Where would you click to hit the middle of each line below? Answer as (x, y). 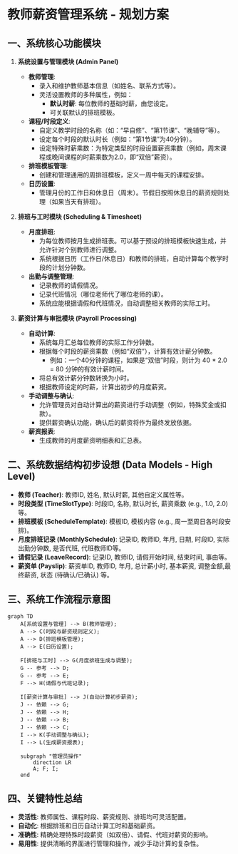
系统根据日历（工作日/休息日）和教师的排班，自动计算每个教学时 (134, 258)
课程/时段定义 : (50, 121)
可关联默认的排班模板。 (84, 112)
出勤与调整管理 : (51, 276)
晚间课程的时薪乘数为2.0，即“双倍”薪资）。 (114, 157)
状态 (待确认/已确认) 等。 (77, 575)
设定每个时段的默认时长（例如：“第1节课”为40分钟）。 (117, 139)
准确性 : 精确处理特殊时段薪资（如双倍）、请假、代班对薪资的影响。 (115, 835)
